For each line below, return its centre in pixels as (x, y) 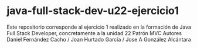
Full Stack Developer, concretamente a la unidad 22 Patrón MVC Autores (94, 33)
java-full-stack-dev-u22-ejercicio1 (93, 11)
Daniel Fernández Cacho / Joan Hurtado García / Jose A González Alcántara (99, 39)
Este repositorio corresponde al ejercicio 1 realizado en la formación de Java (99, 27)
